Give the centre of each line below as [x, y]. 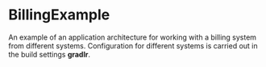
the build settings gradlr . [50, 54]
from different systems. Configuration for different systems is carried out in [133, 45]
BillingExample [59, 15]
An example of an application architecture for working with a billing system [132, 37]
